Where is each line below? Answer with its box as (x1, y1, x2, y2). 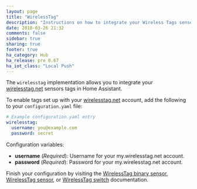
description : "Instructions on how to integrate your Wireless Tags (6, 19, 177, 25)
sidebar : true (6, 36, 41, 42)
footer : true (6, 47, 38, 53)
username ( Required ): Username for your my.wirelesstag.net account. (14, 152, 185, 159)
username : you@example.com (11, 125, 77, 131)
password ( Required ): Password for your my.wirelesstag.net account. (14, 159, 183, 166)
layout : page (6, 8, 38, 15)
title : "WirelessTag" (6, 14, 59, 20)
